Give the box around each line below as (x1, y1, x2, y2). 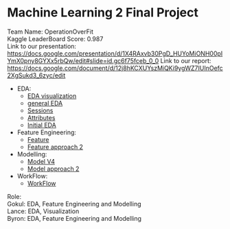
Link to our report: (160, 56, 211, 64)
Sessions (27, 106, 54, 114)
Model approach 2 (27, 165, 80, 173)
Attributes (27, 113, 56, 121)
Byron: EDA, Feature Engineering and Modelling (7, 214, 142, 222)
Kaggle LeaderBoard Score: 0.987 (7, 34, 104, 43)
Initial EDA (27, 121, 56, 129)
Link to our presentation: (7, 42, 77, 50)
